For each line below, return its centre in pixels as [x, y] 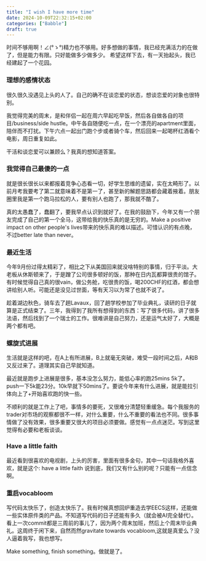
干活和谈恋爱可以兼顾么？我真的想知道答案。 [63, 152]
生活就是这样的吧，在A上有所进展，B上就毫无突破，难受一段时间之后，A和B [102, 358]
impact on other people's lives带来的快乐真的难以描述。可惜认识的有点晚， [101, 227]
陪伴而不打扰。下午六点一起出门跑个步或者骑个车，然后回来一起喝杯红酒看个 [103, 131]
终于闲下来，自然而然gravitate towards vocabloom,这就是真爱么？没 [113, 531]
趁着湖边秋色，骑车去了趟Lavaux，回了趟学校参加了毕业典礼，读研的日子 [99, 303]
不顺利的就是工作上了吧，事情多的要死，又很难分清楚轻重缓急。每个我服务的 [103, 407]
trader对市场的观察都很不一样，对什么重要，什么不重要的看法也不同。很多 [100, 414]
